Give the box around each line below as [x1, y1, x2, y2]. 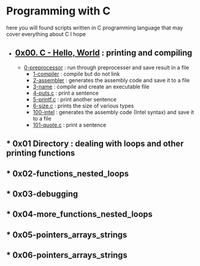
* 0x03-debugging [6, 189, 78, 199]
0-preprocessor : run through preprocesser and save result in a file [23, 64, 190, 71]
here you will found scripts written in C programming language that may [6, 24, 183, 31]
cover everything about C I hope [6, 30, 86, 37]
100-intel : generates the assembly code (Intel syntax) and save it [32, 108, 195, 115]
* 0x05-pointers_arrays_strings [6, 229, 128, 240]
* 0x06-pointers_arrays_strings [6, 250, 128, 261]
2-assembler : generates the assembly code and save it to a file [32, 76, 190, 83]
